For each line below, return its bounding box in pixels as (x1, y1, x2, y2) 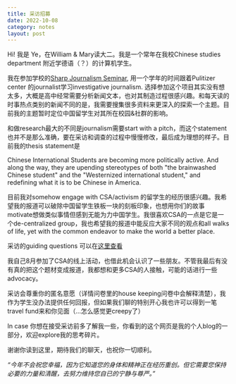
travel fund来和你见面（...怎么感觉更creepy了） (7, 307, 144, 316)
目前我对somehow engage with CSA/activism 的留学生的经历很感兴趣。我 (7, 193, 221, 202)
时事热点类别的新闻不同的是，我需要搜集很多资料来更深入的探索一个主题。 (7, 100, 223, 109)
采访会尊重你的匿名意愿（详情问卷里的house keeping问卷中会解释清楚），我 (7, 290, 226, 298)
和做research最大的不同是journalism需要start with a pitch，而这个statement (7, 124, 227, 132)
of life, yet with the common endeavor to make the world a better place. (7, 227, 216, 236)
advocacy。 (7, 274, 42, 283)
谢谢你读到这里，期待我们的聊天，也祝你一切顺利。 (7, 346, 156, 354)
